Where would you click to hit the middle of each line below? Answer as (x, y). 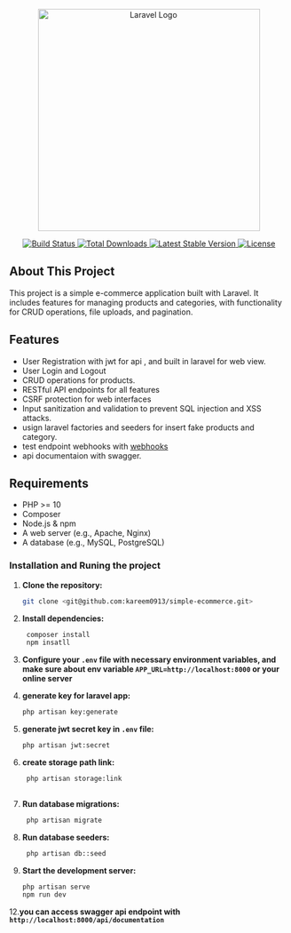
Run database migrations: (71, 803)
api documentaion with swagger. (82, 455)
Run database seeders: (66, 837)
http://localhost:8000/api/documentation (87, 921)
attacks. (36, 418)
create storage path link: (68, 762)
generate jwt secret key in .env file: (88, 730)
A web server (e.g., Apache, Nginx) (87, 533)
